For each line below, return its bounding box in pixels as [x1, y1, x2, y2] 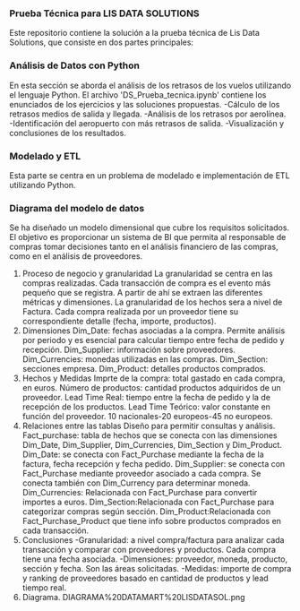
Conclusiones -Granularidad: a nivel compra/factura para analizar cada [21, 535, 285, 546]
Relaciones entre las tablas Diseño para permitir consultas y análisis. [21, 420, 276, 432]
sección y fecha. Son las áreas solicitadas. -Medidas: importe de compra [21, 564, 292, 574]
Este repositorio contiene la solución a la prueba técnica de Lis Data [9, 28, 260, 39]
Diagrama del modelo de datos [9, 202, 145, 214]
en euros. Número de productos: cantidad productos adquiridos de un [21, 383, 281, 393]
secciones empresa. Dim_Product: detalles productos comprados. [21, 364, 266, 374]
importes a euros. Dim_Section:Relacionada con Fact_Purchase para [21, 496, 275, 508]
